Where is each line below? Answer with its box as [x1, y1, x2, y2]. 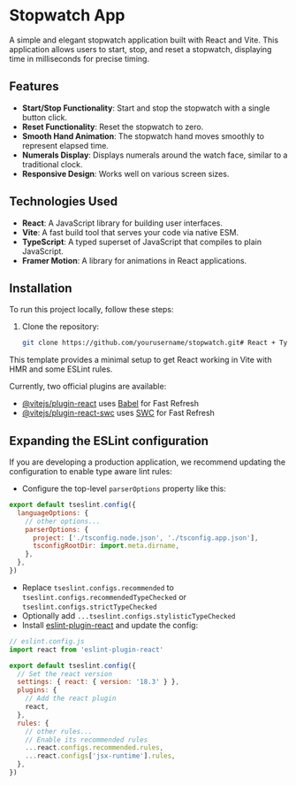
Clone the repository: [21, 321, 100, 332]
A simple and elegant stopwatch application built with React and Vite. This [9, 35, 279, 45]
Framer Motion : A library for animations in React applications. [21, 255, 247, 266]
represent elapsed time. [21, 140, 109, 150]
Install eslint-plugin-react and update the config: [21, 620, 199, 630]
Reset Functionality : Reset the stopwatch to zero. [21, 121, 204, 132]
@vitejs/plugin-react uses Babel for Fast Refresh [21, 398, 200, 409]
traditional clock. [21, 158, 83, 169]
